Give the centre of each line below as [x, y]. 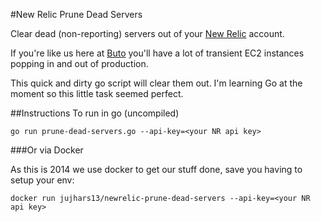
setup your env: [42, 180]
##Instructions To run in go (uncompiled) [95, 113]
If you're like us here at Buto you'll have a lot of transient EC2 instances [157, 53]
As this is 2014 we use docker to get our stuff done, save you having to [156, 169]
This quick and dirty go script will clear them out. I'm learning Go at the [156, 83]
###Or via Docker [47, 150]
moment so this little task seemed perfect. [97, 93]
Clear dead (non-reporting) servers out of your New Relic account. [147, 33]
